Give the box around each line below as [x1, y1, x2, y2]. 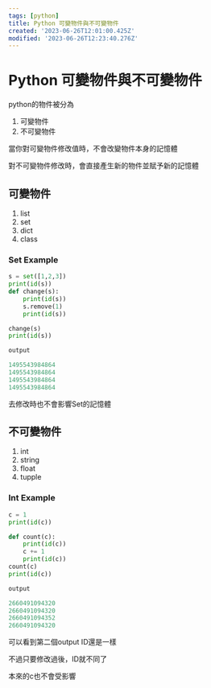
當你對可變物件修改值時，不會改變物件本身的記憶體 [8, 144, 178, 154]
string [19, 455, 40, 465]
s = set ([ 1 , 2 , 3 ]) [8, 273, 67, 281]
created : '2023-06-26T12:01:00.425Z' [8, 27, 135, 35]
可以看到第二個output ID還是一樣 [8, 637, 117, 647]
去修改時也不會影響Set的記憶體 [8, 399, 111, 409]
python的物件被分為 [8, 100, 74, 109]
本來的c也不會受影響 [8, 671, 77, 681]
